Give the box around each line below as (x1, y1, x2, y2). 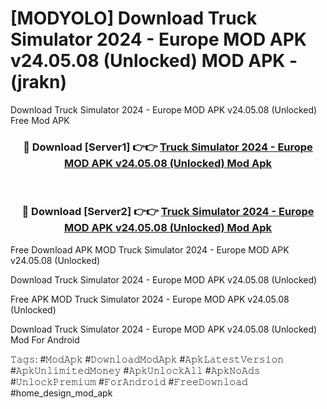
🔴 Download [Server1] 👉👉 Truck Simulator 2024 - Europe (23, 140, 313, 154)
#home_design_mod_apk (10, 387, 113, 399)
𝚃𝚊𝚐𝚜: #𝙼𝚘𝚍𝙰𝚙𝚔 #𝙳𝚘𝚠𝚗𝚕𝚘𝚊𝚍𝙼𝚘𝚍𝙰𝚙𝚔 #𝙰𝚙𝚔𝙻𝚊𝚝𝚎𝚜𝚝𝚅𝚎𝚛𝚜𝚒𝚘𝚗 (10, 353, 285, 365)
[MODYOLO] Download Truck (10, 7, 258, 30)
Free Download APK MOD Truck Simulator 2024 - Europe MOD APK (10, 243, 290, 256)
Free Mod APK (10, 114, 70, 126)
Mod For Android (10, 333, 80, 346)
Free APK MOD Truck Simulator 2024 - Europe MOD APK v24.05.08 (10, 293, 290, 305)
